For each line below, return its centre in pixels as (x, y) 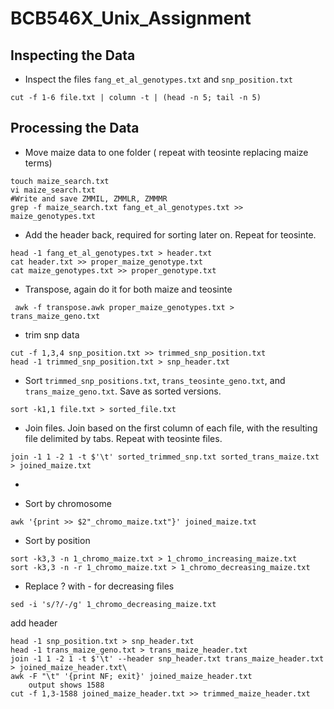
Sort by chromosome (68, 503)
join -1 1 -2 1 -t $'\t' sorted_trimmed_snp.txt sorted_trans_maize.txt (165, 457)
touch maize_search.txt (60, 181)
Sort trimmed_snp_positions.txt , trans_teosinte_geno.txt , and (155, 380)
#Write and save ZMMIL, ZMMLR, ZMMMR (89, 198)
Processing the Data (75, 128)
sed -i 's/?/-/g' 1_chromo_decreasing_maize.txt (113, 604)
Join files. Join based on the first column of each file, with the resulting (171, 428)
